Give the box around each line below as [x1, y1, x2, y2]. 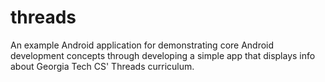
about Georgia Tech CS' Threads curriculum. [10, 60, 195, 72]
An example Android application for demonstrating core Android [10, 39, 275, 51]
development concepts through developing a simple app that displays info [10, 49, 316, 61]
